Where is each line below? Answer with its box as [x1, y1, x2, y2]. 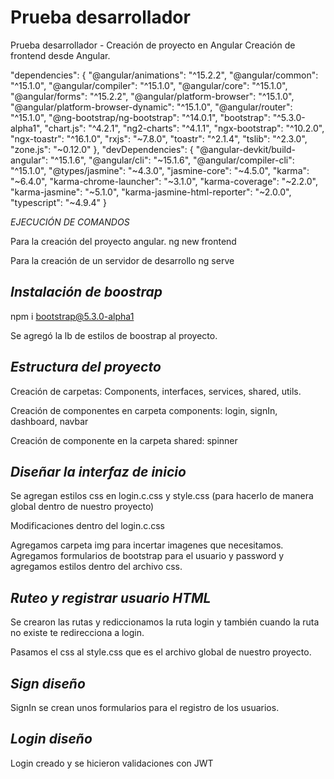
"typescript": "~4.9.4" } [10, 196, 107, 208]
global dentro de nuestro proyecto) [10, 501, 155, 513]
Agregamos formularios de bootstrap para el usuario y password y [10, 550, 285, 562]
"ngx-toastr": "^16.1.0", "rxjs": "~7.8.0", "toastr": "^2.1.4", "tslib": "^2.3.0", [10, 132, 308, 145]
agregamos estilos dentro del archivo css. [10, 561, 183, 573]
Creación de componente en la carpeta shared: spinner [10, 434, 238, 446]
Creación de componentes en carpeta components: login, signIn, [10, 404, 278, 416]
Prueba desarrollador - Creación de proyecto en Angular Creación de [10, 39, 296, 51]
